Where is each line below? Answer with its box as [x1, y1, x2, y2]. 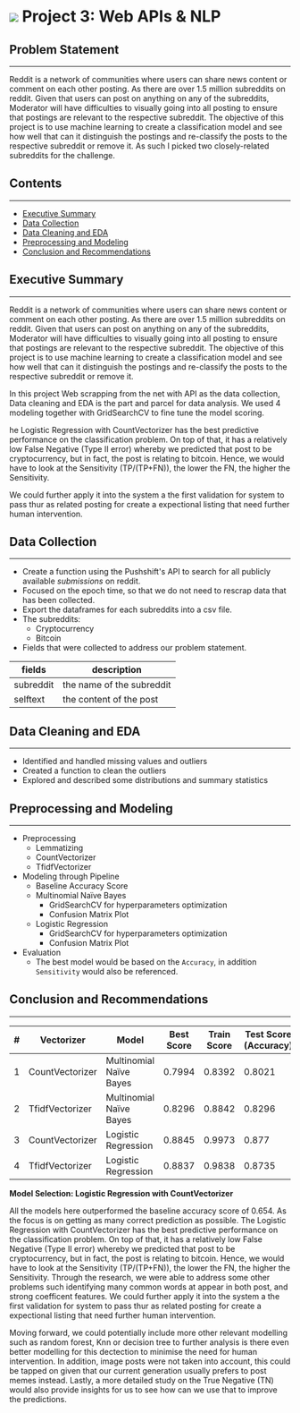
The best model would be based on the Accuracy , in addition [35, 957, 257, 967]
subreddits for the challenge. [9, 150, 116, 160]
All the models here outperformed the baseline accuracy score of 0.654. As [9, 1205, 287, 1216]
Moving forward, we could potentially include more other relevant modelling [9, 1327, 288, 1338]
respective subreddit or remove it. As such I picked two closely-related [9, 140, 270, 151]
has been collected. [21, 595, 96, 606]
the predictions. [9, 1393, 67, 1404]
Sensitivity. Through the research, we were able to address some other [9, 1272, 271, 1282]
